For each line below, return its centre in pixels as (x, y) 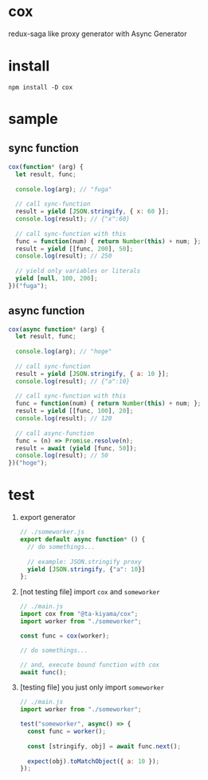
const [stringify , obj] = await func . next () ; (104, 746)
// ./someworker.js (52, 532)
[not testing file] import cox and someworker (90, 592)
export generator (47, 518)
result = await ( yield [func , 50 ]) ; (76, 448)
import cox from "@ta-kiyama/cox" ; (79, 614)
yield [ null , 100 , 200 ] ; (57, 278)
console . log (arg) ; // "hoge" (64, 352)
